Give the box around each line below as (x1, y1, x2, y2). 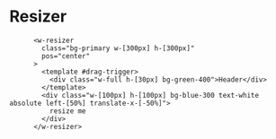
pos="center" (41, 51, 91, 60)
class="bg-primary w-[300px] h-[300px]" (41, 43, 195, 53)
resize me (49, 106, 87, 116)
